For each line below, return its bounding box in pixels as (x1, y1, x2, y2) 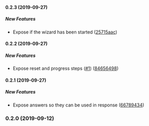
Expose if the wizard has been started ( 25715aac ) (12, 29, 118, 35)
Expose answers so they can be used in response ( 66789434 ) (12, 102, 144, 108)
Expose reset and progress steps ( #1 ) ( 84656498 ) (12, 65, 119, 71)
